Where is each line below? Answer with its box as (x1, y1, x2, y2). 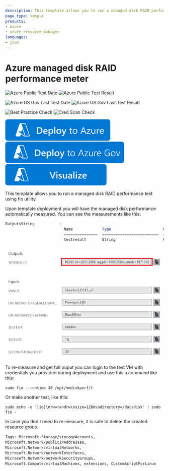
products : (5, 19, 26, 24)
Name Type (63, 227, 112, 232)
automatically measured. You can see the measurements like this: (5, 211, 141, 217)
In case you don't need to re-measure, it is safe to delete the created (5, 418, 148, 424)
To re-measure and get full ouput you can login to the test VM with (5, 364, 143, 370)
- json (5, 40, 19, 45)
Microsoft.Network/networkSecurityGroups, (5, 456, 96, 461)
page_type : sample (5, 13, 44, 19)
